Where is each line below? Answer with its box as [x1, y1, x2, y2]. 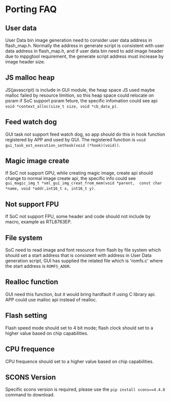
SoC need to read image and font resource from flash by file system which [5, 247, 161, 253]
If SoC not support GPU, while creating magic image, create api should [5, 170, 153, 176]
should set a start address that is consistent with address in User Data [5, 252, 152, 259]
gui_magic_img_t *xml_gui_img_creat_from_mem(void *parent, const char [5, 181, 162, 186]
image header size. [5, 59, 46, 64]
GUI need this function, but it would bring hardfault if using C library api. [5, 291, 156, 297]
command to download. [5, 392, 55, 398]
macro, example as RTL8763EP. [5, 219, 72, 225]
